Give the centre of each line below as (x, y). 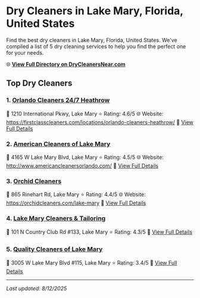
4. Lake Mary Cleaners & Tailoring (56, 218)
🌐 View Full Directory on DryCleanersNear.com (66, 64)
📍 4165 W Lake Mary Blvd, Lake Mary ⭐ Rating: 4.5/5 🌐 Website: (85, 157)
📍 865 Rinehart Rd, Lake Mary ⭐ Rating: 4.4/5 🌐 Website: (76, 195)
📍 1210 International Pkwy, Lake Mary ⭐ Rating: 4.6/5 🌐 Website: (85, 114)
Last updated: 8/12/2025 (37, 288)
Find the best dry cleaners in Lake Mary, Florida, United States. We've (92, 40)
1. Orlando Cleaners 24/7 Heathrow (58, 101)
